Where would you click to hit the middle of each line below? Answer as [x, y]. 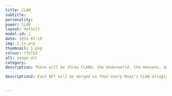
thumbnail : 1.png [24, 48]
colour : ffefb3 [21, 53]
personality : [19, 20]
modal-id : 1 [18, 34]
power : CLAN [18, 24]
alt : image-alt [21, 58]
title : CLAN [18, 10]
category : [16, 63]
